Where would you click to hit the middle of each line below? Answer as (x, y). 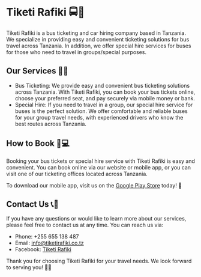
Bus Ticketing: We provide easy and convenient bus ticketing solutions (102, 85)
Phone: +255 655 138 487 (47, 237)
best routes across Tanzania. (51, 124)
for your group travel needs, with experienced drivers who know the (99, 117)
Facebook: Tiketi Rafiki (43, 249)
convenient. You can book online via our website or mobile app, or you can (98, 167)
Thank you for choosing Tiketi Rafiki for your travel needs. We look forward (99, 261)
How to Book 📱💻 (38, 143)
